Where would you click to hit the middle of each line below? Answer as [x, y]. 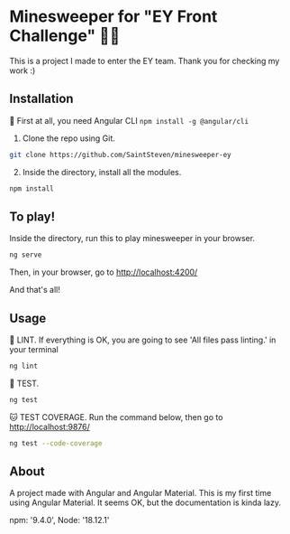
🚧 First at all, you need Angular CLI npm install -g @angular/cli [129, 120]
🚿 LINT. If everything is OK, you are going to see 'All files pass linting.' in [143, 340]
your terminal [34, 349]
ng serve [26, 255]
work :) [23, 70]
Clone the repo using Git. [68, 138]
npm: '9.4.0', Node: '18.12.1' [59, 520]
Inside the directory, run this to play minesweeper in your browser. [132, 239]
